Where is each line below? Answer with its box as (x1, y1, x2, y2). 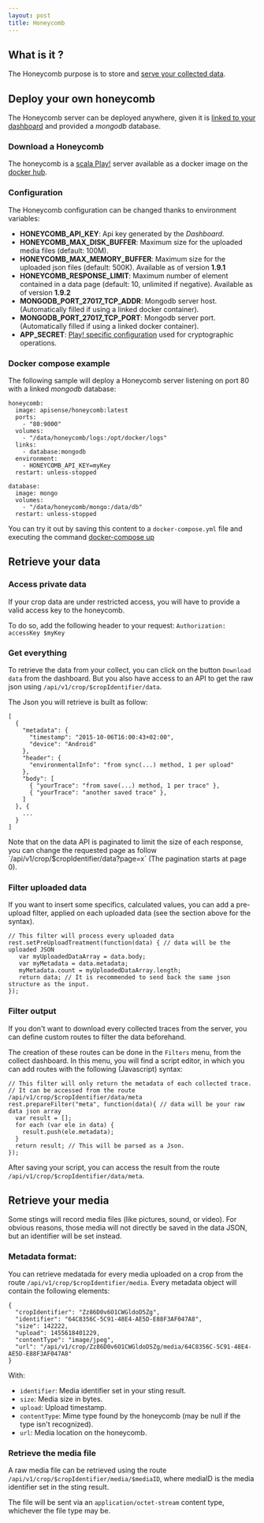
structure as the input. (8, 981, 90, 989)
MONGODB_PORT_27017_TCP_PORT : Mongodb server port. (19, 313, 216, 322)
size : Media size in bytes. (19, 1394, 103, 1404)
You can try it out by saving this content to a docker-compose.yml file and (8, 524, 243, 533)
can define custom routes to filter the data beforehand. (8, 1032, 187, 1042)
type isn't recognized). (19, 1419, 94, 1429)
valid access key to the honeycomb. (8, 605, 125, 615)
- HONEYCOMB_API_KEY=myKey (22, 462, 111, 470)
